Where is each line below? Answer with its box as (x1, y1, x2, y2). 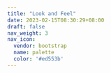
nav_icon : (7, 36, 36, 43)
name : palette (13, 49, 54, 56)
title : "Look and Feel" (7, 10, 77, 17)
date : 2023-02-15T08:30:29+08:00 (7, 17, 105, 24)
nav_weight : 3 (7, 29, 49, 37)
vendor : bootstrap (13, 42, 68, 49)
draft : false (7, 23, 45, 30)
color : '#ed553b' (13, 56, 64, 63)
